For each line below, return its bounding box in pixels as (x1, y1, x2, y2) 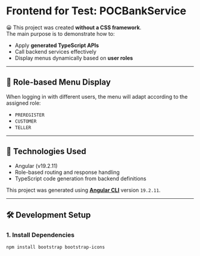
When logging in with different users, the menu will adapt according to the (6, 93, 188, 100)
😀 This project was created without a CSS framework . (6, 24, 142, 31)
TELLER (14, 124, 32, 130)
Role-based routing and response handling (14, 168, 120, 176)
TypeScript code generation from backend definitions (14, 174, 147, 182)
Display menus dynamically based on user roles (14, 54, 133, 61)
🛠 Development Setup (6, 210, 91, 220)
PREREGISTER (14, 112, 45, 118)
